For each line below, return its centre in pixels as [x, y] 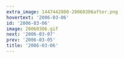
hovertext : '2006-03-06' [38, 18]
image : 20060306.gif [33, 29]
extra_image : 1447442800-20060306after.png [62, 12]
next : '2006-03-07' [31, 34]
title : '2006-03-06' [33, 46]
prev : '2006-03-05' [31, 40]
